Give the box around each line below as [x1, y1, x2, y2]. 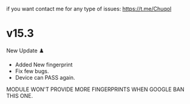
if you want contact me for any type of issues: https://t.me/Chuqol [6, 5, 172, 12]
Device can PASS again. [15, 74, 75, 81]
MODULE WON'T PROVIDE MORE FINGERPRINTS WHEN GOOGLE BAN [6, 85, 185, 93]
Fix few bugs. [15, 67, 49, 75]
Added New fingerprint [15, 61, 73, 68]
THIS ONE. [6, 92, 33, 99]
